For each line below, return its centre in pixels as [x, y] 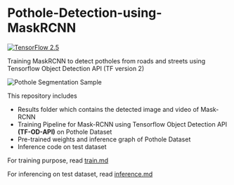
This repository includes [42, 96]
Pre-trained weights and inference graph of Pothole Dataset [104, 139]
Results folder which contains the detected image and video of [108, 109]
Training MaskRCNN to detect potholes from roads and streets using [106, 60]
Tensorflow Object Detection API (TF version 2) [76, 68]
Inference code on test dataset [62, 146]
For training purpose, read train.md [58, 160]
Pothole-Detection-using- [85, 13]
